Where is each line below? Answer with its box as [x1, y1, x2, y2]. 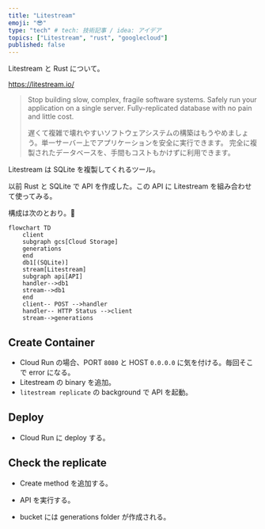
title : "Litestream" [8, 11, 77, 20]
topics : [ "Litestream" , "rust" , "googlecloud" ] [8, 33, 168, 42]
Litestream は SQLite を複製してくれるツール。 [8, 165, 160, 174]
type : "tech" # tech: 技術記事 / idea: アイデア [8, 26, 162, 34]
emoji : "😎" [8, 19, 47, 27]
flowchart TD [8, 224, 51, 232]
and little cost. [27, 112, 74, 121]
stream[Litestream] [22, 266, 87, 274]
